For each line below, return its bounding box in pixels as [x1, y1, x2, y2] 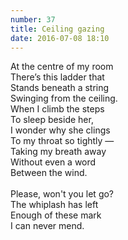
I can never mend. [10, 220, 85, 232]
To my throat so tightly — [10, 135, 115, 147]
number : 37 [10, 14, 56, 25]
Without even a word [10, 156, 97, 168]
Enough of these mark [10, 209, 102, 221]
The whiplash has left [10, 199, 99, 211]
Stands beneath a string [10, 82, 110, 94]
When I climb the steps [10, 103, 105, 115]
